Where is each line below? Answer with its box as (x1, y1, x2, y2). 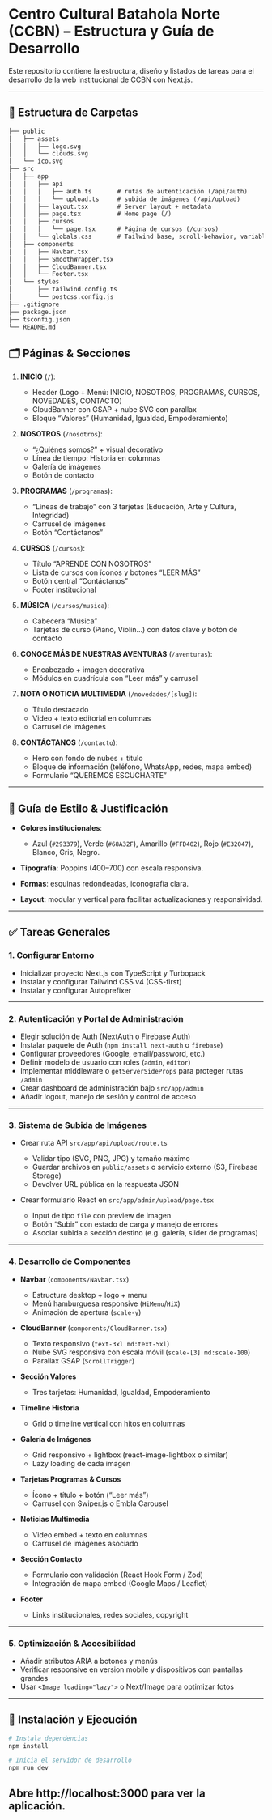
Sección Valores (19, 1371, 77, 1381)
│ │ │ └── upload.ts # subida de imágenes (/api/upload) (8, 195, 241, 203)
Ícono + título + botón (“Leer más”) (32, 1490, 149, 1499)
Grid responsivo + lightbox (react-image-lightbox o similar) (32, 1450, 229, 1460)
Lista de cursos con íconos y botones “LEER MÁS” (32, 568, 201, 577)
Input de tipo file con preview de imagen (32, 1211, 172, 1221)
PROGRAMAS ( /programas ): (19, 487, 113, 496)
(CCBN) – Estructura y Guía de (8, 22, 215, 40)
